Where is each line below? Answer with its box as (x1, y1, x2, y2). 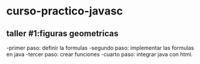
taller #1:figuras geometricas (6, 28, 119, 39)
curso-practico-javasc (6, 4, 123, 18)
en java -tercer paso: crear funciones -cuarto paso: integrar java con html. (6, 51, 193, 58)
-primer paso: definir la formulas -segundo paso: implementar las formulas (6, 44, 194, 51)
